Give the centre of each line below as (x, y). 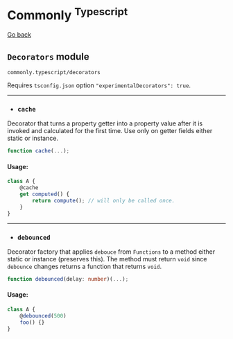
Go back (19, 35)
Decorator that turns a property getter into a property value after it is (105, 123)
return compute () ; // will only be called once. (104, 201)
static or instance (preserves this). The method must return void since (107, 259)
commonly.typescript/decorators (54, 73)
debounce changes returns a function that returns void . (85, 266)
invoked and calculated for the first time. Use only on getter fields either (110, 131)
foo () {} (32, 322)
